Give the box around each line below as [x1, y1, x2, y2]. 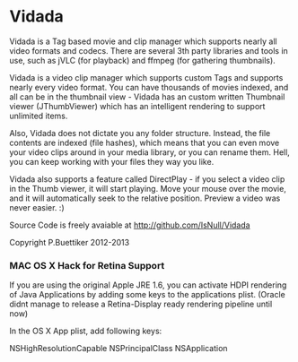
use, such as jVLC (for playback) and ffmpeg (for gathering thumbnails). [9, 55, 276, 65]
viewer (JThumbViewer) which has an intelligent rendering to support [9, 100, 266, 111]
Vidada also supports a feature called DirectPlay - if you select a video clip [9, 173, 285, 185]
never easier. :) [9, 202, 65, 212]
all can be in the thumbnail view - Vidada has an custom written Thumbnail [9, 91, 285, 102]
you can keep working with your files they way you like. [9, 156, 215, 167]
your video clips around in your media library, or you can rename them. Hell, [9, 146, 290, 158]
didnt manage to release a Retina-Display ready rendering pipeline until [9, 298, 273, 310]
